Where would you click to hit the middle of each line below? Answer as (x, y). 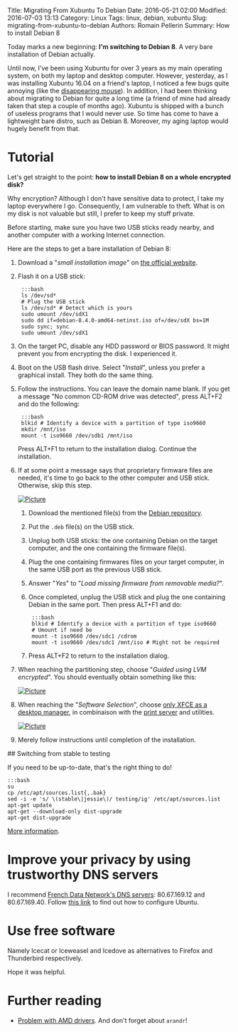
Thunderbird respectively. (45, 958)
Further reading (54, 1001)
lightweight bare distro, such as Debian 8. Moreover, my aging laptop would (118, 121)
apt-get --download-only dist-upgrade (65, 811)
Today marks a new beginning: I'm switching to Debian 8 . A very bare (110, 47)
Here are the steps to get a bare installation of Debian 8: (90, 248)
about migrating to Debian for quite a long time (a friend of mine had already (119, 98)
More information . (34, 831)
